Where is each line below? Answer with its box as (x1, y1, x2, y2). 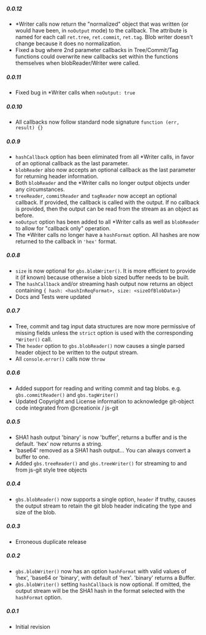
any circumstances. (15, 186, 66, 193)
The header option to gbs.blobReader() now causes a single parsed (15, 342, 185, 349)
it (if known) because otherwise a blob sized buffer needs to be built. (15, 273, 190, 281)
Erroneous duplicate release (15, 538, 87, 545)
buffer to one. (15, 453, 50, 460)
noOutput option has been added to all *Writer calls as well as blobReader (15, 218, 200, 225)
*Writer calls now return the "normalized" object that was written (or (15, 20, 189, 28)
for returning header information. (15, 172, 99, 180)
